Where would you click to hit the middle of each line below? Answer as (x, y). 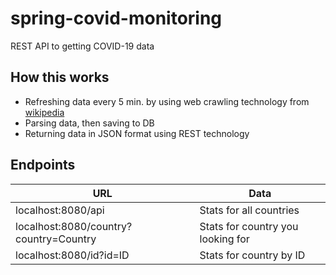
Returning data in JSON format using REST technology (137, 133)
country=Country (56, 239)
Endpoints (43, 165)
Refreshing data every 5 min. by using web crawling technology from (167, 101)
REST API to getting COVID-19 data (82, 46)
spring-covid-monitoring (116, 18)
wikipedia (44, 112)
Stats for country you (249, 226)
